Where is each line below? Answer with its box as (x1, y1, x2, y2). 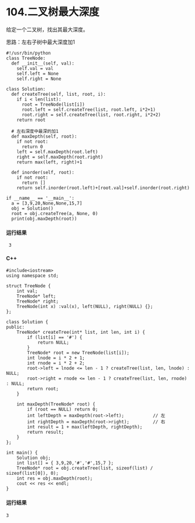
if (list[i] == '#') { (27, 334, 83, 341)
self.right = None (16, 76, 61, 82)
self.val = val (16, 65, 54, 71)
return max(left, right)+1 (16, 159, 83, 165)
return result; (27, 430, 64, 435)
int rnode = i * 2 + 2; (27, 360, 85, 366)
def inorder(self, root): (11, 169, 75, 175)
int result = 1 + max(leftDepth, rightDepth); (27, 424, 143, 430)
